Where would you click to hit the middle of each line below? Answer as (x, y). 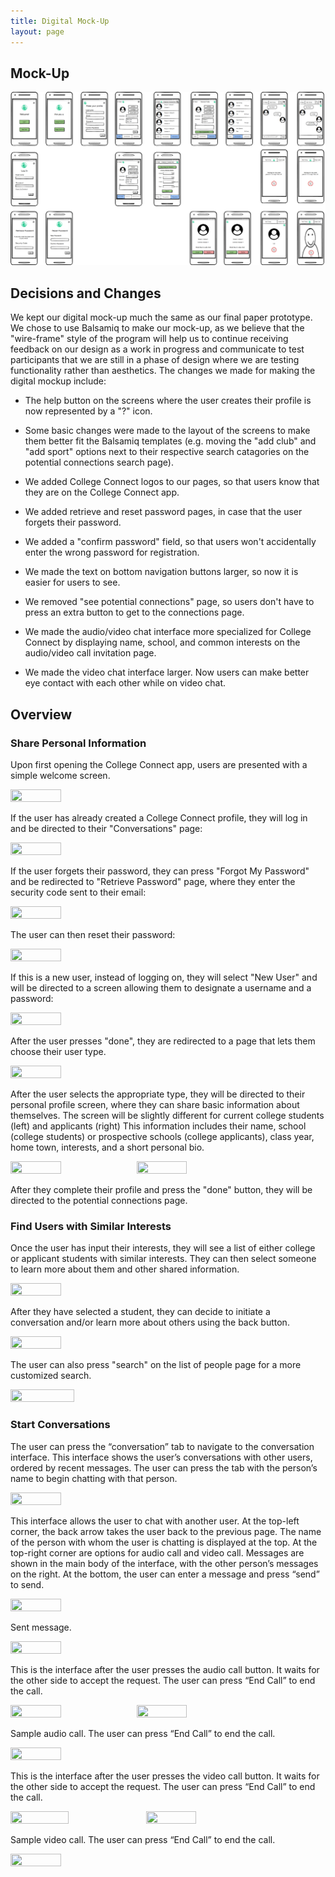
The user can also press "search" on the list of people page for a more (156, 1365)
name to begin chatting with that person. (94, 1478)
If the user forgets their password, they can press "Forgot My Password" (160, 871)
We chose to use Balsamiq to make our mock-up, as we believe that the (157, 328)
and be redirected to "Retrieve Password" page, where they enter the (153, 881)
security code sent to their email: (78, 892)
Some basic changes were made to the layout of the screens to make (167, 431)
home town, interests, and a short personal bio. (107, 1147)
